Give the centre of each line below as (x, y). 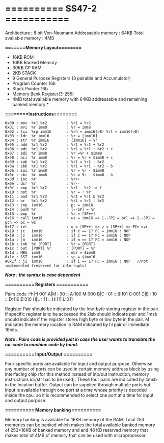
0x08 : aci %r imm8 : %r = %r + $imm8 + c (59, 158)
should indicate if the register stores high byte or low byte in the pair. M (77, 319)
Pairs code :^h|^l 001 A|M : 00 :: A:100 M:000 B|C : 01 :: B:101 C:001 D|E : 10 (81, 294)
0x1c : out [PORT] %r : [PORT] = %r (50, 248)
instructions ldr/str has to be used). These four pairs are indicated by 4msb (81, 379)
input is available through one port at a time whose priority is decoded (76, 390)
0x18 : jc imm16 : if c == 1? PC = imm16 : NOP (68, 231)
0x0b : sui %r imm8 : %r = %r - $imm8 (55, 170)
